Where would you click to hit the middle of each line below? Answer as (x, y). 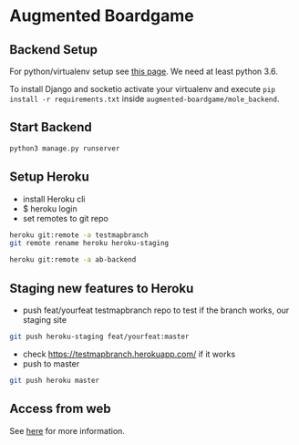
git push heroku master (55, 380)
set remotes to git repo (66, 218)
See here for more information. (67, 430)
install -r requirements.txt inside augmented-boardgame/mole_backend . (144, 98)
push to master (51, 363)
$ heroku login (50, 208)
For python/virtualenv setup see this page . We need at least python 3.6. (144, 71)
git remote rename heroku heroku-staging (89, 243)
